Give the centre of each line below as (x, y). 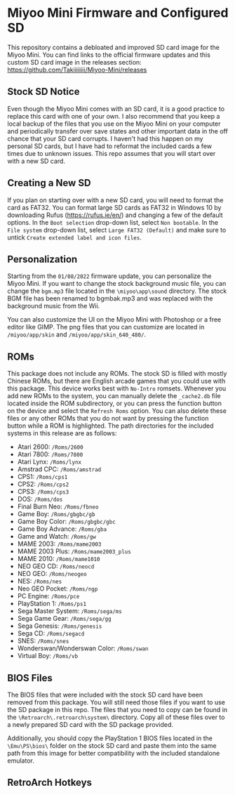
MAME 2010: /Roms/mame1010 (59, 559)
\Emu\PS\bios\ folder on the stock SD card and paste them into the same (112, 745)
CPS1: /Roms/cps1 (42, 477)
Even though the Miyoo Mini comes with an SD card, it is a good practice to (116, 109)
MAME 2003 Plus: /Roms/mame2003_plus (74, 551)
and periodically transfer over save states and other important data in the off (117, 131)
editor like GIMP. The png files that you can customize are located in (106, 327)
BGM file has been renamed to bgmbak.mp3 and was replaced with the (110, 298)
